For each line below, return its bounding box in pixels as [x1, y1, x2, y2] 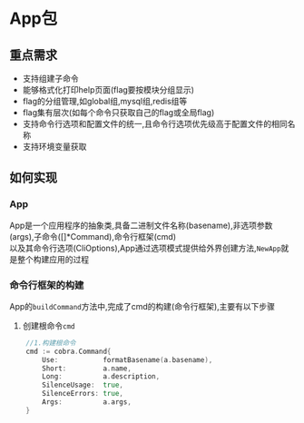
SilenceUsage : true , [42, 380, 124, 390]
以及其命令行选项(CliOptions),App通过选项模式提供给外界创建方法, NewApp [9, 242, 281, 253]
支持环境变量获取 [22, 142, 87, 152]
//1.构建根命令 [25, 338, 76, 348]
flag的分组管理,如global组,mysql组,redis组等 [22, 96, 188, 106]
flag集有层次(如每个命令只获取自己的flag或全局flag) [22, 107, 215, 118]
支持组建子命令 [22, 74, 79, 84]
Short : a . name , [42, 364, 132, 373]
